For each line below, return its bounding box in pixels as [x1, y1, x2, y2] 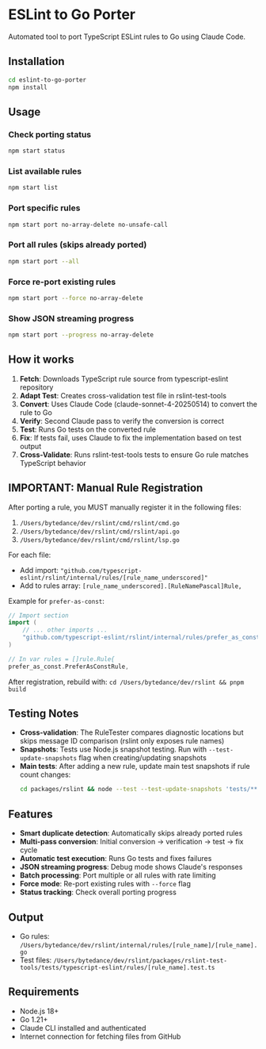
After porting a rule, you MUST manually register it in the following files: [8, 502, 241, 512]
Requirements [8, 986, 79, 999]
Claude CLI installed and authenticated [19, 1023, 146, 1032]
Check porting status [8, 129, 92, 140]
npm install [8, 83, 47, 91]
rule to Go [19, 407, 53, 417]
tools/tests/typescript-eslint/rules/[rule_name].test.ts [19, 963, 215, 971]
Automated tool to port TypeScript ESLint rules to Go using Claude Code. [8, 32, 246, 41]
